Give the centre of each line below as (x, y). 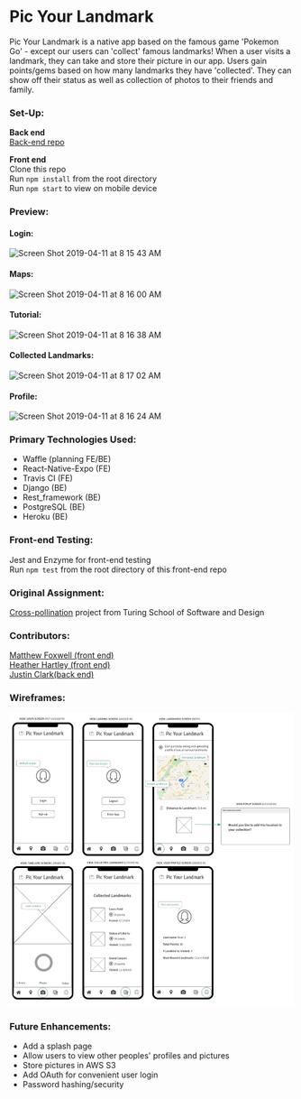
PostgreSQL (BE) (54, 507)
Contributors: (40, 635)
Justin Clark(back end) (52, 675)
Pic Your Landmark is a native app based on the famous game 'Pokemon (144, 42)
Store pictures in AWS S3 (69, 1066)
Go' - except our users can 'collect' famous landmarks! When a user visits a (150, 51)
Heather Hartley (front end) (60, 665)
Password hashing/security (73, 1085)
